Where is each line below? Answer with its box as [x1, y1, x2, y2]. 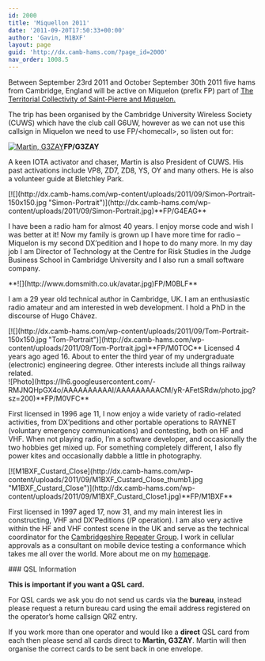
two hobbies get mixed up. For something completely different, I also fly [8, 443, 243, 452]
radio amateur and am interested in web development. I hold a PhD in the [8, 302, 246, 312]
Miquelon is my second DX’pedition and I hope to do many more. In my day [8, 238, 253, 248]
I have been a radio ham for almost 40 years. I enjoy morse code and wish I [8, 221, 254, 230]
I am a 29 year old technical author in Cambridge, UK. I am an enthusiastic [8, 294, 251, 303]
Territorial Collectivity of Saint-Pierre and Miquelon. [8, 94, 176, 104]
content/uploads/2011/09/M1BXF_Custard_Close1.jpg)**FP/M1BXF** [8, 492, 233, 501]
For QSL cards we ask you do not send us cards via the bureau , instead [8, 595, 242, 604]
